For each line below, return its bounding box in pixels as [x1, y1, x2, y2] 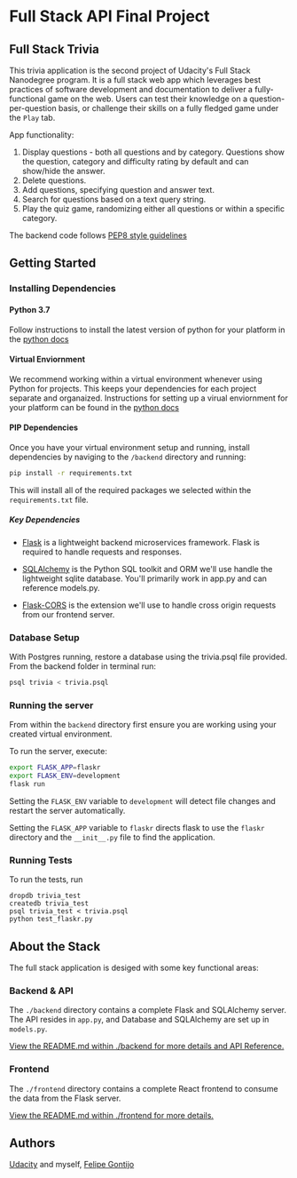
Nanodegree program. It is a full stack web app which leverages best [9, 75, 262, 85]
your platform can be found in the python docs [9, 402, 180, 412]
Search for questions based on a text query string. [21, 194, 207, 204]
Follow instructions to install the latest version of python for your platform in [9, 324, 285, 335]
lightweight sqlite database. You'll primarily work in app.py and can [21, 573, 268, 584]
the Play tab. [9, 113, 56, 123]
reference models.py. [21, 582, 100, 593]
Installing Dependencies [9, 283, 117, 295]
